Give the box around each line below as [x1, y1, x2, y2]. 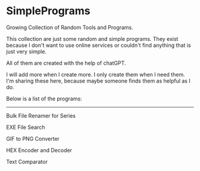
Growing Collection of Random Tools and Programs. [6, 24, 134, 31]
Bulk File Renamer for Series [6, 112, 76, 119]
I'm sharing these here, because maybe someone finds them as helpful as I [6, 77, 190, 84]
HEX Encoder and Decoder [6, 147, 73, 154]
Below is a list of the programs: [6, 95, 82, 102]
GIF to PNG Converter [6, 135, 60, 142]
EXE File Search [6, 123, 45, 131]
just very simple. [6, 47, 46, 55]
